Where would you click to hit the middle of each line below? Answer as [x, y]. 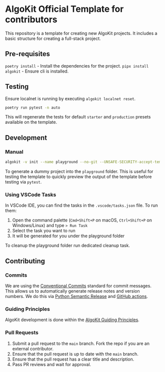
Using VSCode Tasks [31, 194]
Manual [14, 151]
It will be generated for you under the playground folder [68, 236]
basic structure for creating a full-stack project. [53, 38]
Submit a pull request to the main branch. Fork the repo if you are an [81, 343]
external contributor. [33, 348]
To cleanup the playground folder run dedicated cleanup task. [68, 246]
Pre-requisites [27, 54]
